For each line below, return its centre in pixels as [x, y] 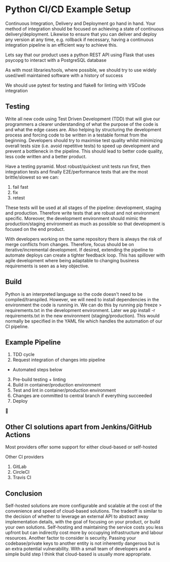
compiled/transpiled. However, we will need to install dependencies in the [82, 299]
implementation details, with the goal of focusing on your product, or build [83, 522]
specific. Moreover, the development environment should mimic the [76, 218]
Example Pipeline [33, 342]
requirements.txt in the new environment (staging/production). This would [82, 315]
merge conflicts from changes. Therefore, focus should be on [70, 244]
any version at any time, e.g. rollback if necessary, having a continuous [79, 40]
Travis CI [22, 477]
